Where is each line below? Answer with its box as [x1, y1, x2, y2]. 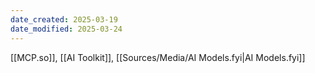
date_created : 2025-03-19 [10, 14, 118, 25]
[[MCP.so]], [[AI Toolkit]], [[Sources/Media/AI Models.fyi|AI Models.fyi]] [10, 51, 306, 63]
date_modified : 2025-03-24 [10, 24, 123, 34]
